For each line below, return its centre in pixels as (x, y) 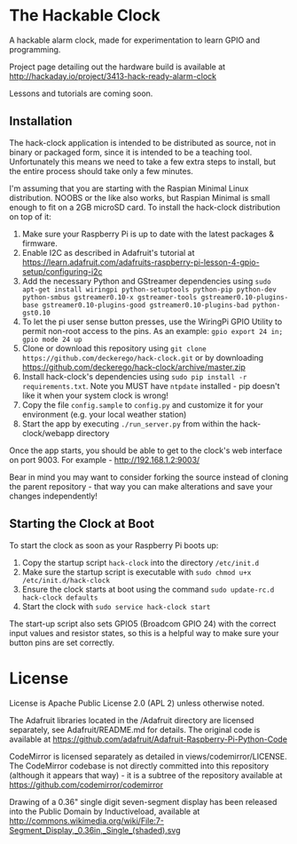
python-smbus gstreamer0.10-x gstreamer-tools (109, 297)
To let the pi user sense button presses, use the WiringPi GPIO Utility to (152, 322)
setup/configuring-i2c (62, 271)
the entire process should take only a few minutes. (101, 171)
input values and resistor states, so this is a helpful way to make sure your (144, 633)
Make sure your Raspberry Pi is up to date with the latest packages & (148, 234)
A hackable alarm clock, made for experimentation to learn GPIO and (135, 40)
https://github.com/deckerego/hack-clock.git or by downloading (143, 357)
